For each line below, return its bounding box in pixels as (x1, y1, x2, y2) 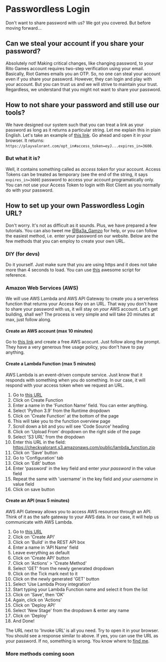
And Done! (12, 618, 35, 623)
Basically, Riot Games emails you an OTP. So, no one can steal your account (5, 71, 161, 77)
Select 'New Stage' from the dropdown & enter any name (12, 607, 129, 613)
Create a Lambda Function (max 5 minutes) (5, 361, 96, 367)
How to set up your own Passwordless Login (5, 202, 145, 210)
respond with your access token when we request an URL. (5, 382, 124, 388)
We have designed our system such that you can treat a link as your (5, 122, 144, 127)
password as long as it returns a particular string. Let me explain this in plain (5, 127, 161, 133)
